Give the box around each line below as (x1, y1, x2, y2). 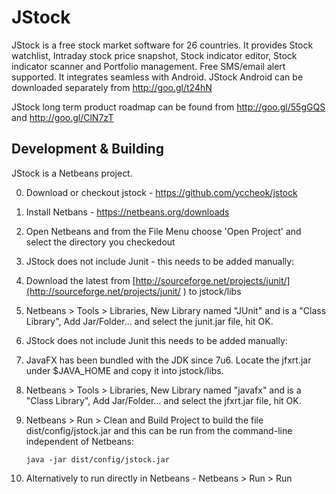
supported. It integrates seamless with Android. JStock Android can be (11, 71, 304, 83)
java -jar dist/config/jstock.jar (25, 454, 170, 465)
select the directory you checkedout (25, 236, 176, 248)
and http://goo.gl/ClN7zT (11, 111, 114, 123)
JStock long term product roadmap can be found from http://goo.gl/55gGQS (11, 101, 326, 113)
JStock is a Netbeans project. (11, 167, 133, 179)
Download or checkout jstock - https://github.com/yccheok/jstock (25, 186, 298, 198)
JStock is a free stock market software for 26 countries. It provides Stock (11, 39, 314, 51)
